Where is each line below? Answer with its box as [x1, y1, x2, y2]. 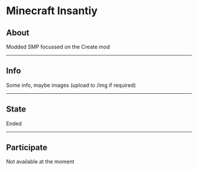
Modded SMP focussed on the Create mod [6, 43, 110, 50]
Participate [6, 143, 48, 153]
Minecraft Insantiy [6, 4, 98, 18]
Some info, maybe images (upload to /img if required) [6, 81, 136, 89]
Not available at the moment [6, 158, 75, 165]
